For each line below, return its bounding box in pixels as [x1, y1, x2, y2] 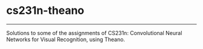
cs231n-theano [6, 4, 85, 18]
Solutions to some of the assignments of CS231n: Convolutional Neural [6, 29, 182, 36]
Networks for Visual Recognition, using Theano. [6, 36, 126, 43]
